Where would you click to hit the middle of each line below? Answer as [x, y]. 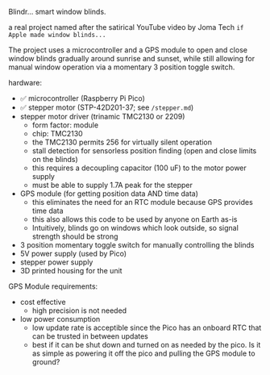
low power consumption [60, 319]
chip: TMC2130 [57, 133]
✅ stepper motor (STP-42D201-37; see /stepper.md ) [107, 107]
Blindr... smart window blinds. [57, 12]
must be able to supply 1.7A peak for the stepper [112, 185]
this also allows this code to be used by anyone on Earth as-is [135, 219]
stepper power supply [56, 262]
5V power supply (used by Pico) [73, 254]
